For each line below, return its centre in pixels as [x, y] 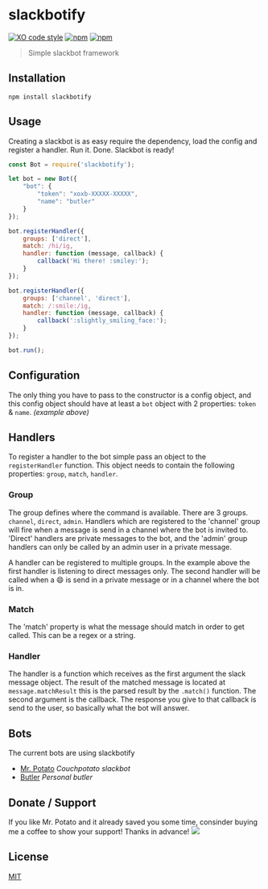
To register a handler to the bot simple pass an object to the [107, 457]
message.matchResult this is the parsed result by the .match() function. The [132, 691]
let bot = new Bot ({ [43, 179]
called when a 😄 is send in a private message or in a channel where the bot [134, 580]
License [29, 857]
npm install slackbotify [50, 97]
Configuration [44, 376]
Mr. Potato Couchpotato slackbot [75, 769]
